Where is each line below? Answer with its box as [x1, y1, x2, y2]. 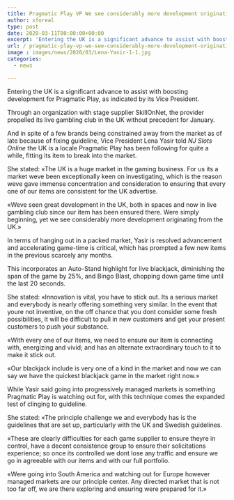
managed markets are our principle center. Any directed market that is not [7, 477, 219, 485]
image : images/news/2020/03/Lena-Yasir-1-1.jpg [7, 49, 151, 56]
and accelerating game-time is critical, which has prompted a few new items [7, 243, 226, 251]
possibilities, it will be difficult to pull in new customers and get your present [7, 315, 225, 323]
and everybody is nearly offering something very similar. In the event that [7, 300, 217, 308]
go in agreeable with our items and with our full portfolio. [7, 456, 170, 464]
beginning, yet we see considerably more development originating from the [7, 215, 224, 224]
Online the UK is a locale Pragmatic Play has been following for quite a [7, 143, 209, 152]
